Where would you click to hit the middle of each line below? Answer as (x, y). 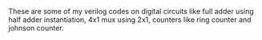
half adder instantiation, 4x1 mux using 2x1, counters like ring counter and (130, 20)
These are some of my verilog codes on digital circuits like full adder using (131, 11)
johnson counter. (36, 28)
